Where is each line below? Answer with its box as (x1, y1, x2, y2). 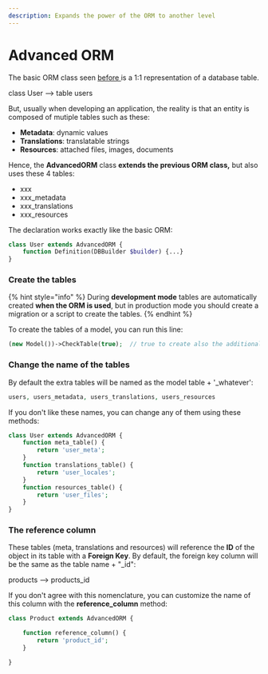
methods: (8, 416, 40, 425)
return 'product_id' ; (37, 636, 109, 644)
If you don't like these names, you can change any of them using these (8, 407, 242, 417)
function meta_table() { (22, 439, 105, 447)
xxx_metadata (19, 193, 66, 202)
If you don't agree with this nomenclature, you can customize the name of (8, 591, 251, 600)
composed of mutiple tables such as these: (8, 112, 150, 122)
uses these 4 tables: (8, 169, 75, 178)
